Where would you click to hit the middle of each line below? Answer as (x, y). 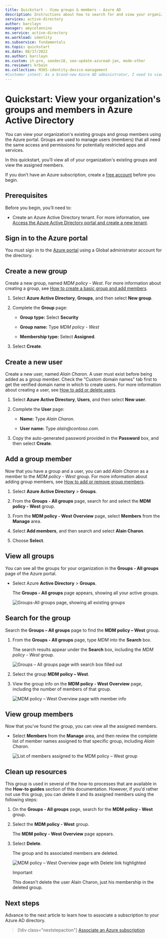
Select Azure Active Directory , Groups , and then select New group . (82, 298)
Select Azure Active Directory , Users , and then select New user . (79, 400)
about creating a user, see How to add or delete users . (61, 390)
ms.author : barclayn (27, 56)
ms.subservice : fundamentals (35, 42)
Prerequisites (26, 196)
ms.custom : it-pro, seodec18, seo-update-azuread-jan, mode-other (75, 61)
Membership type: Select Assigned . (58, 337)
